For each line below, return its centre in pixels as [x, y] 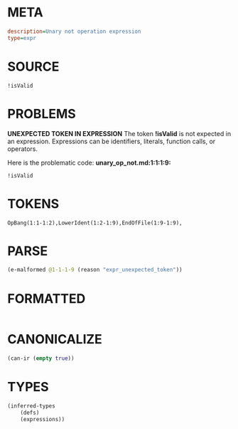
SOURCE [33, 67]
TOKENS [33, 203]
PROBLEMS [42, 114]
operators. [22, 149]
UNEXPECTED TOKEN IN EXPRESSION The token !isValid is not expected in [119, 133]
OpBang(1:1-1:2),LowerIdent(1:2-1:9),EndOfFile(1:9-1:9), [95, 223]
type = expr [22, 38]
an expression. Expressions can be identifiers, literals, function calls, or [112, 141]
